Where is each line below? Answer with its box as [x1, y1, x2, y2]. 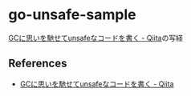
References [8, 57, 67, 70]
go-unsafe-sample [8, 6, 136, 24]
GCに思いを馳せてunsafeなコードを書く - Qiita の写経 [8, 33, 183, 42]
